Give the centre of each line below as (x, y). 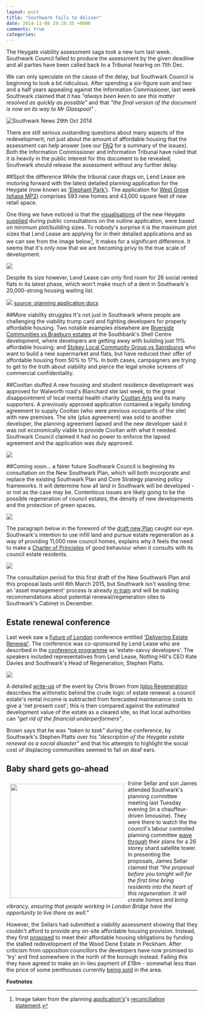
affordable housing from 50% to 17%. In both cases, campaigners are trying (101, 360)
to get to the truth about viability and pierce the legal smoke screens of (95, 367)
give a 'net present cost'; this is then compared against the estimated (93, 705)
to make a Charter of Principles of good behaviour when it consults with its (100, 547)
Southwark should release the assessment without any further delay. (92, 165)
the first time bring (151, 880)
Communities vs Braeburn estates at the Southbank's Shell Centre (89, 334)
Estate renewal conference (58, 623)
